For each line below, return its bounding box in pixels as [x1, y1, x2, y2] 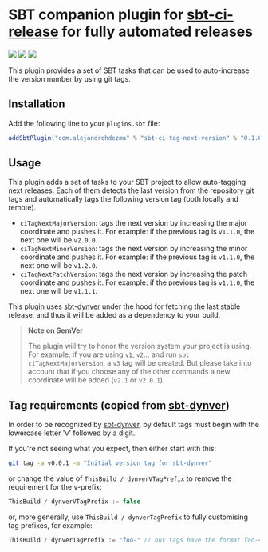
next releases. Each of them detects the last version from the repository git [8, 186, 254, 195]
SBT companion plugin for [8, 6, 184, 24]
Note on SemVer [27, 326, 84, 335]
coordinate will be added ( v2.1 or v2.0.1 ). [27, 375, 165, 385]
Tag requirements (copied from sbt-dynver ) [8, 398, 230, 412]
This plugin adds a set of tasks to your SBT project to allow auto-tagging [8, 178, 246, 187]
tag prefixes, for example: [8, 521, 93, 530]
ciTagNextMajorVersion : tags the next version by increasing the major [19, 218, 248, 228]
